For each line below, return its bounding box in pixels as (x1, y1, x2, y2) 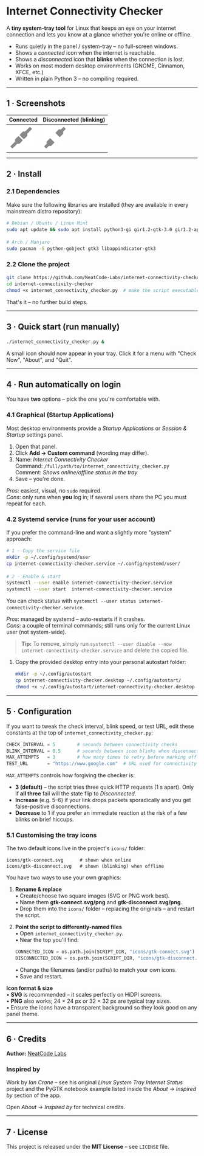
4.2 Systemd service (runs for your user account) (6, 515, 156, 524)
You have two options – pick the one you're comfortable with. (6, 395, 160, 403)
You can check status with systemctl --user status (6, 597, 137, 604)
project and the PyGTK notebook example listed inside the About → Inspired (6, 1085, 197, 1093)
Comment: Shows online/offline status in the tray (15, 468, 138, 476)
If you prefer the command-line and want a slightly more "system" (6, 529, 172, 536)
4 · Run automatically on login (6, 379, 121, 390)
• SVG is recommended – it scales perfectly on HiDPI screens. (6, 991, 162, 999)
